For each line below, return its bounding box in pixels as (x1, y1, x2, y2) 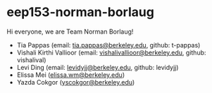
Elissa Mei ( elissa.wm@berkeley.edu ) (16, 71, 125, 79)
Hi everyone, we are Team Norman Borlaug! (6, 27, 134, 36)
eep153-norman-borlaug (6, 4, 154, 20)
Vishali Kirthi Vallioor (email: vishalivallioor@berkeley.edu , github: (16, 48, 206, 57)
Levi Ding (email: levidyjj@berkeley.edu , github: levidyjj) (16, 63, 179, 71)
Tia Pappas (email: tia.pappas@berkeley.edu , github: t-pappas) (16, 41, 201, 49)
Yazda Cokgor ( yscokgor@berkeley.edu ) (16, 78, 135, 86)
